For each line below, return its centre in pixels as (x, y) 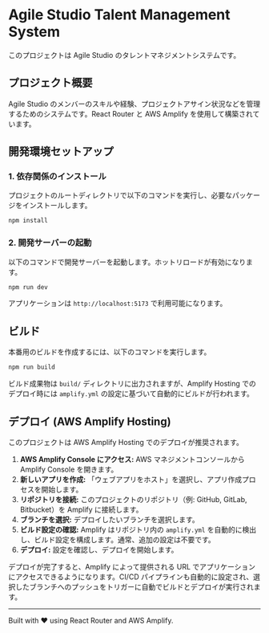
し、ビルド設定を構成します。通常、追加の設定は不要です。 (117, 539)
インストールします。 (57, 206)
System (34, 32)
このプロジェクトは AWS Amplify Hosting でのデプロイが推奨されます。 (126, 442)
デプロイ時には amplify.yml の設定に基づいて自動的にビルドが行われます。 (131, 394)
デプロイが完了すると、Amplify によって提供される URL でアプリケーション (132, 566)
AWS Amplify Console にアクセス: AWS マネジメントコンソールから (132, 459)
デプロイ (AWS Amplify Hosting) (90, 421)
